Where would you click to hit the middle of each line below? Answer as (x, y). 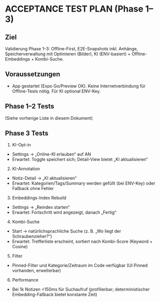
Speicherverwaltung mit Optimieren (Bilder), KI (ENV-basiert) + (68, 54)
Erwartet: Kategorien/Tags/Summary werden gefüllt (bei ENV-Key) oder (84, 183)
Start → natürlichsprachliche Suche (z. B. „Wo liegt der (66, 231)
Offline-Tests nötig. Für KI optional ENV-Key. (56, 91)
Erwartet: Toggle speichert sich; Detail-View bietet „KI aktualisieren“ (80, 159)
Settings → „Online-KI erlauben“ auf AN (51, 154)
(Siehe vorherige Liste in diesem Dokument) (49, 118)
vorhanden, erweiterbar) (37, 270)
